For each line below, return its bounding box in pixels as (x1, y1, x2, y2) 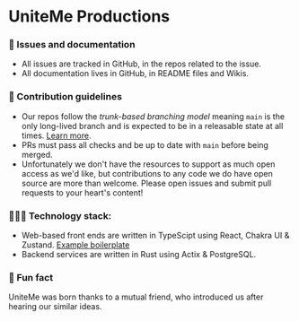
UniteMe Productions (8, 6, 171, 27)
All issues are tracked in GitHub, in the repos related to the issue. (21, 58, 262, 69)
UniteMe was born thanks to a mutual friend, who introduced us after (8, 291, 264, 302)
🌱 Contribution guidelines (8, 91, 123, 103)
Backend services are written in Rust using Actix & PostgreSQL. (21, 249, 257, 260)
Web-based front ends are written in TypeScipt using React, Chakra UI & (21, 230, 290, 241)
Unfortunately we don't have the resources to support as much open (21, 159, 276, 169)
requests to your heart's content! (21, 187, 144, 198)
